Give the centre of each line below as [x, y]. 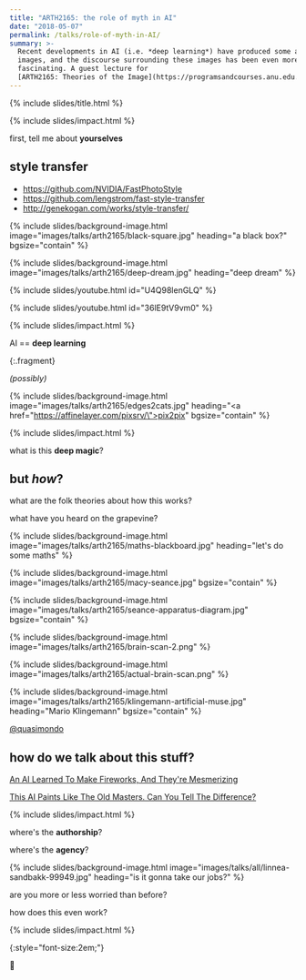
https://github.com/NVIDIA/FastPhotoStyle [102, 188]
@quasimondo [36, 729]
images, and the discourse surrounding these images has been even [148, 60]
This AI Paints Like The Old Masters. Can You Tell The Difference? [133, 797]
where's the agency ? [49, 850]
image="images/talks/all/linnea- [229, 868]
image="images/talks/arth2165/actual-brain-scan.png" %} [119, 674]
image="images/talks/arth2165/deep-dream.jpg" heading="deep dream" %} [153, 272]
